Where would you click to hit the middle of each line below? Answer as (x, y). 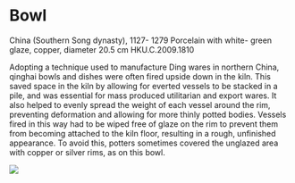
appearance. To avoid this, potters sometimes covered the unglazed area (144, 143)
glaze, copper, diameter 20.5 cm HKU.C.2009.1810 (102, 49)
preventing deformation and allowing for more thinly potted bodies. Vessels (148, 114)
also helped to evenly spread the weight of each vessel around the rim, (140, 104)
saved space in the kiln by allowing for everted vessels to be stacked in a (144, 86)
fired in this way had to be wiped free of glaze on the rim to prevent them (144, 124)
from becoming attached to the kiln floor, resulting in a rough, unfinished (143, 133)
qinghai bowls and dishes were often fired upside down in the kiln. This (140, 76)
